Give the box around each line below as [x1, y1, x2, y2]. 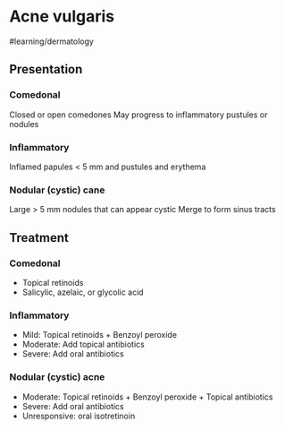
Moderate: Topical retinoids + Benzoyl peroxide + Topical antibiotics [21, 391, 273, 402]
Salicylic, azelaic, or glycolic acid [21, 287, 145, 297]
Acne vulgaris [9, 6, 115, 27]
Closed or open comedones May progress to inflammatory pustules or [9, 109, 268, 120]
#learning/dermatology [9, 36, 94, 47]
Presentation [9, 62, 83, 77]
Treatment [9, 230, 69, 245]
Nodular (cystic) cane [9, 184, 105, 196]
